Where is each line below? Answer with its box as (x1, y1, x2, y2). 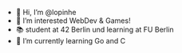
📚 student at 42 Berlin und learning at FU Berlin (15, 25, 174, 34)
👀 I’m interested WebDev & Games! (15, 16, 131, 25)
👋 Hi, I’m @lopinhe (15, 8, 77, 17)
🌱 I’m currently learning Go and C (15, 36, 126, 45)
